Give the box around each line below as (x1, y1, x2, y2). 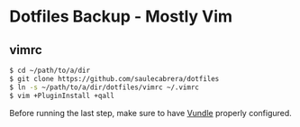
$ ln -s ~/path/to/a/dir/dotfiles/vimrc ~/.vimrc (9, 83, 200, 92)
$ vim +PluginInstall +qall (9, 91, 115, 100)
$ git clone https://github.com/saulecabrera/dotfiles (9, 74, 220, 83)
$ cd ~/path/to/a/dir (9, 66, 91, 75)
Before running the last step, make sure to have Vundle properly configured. (9, 107, 293, 118)
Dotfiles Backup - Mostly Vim (9, 6, 232, 27)
